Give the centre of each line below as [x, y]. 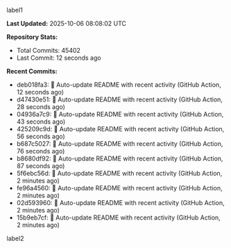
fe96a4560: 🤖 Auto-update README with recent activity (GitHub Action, [119, 188]
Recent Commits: [32, 71]
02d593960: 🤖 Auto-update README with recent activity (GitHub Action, [120, 203]
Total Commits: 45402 [49, 50]
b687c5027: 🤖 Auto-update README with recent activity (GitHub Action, [120, 144]
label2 [15, 238]
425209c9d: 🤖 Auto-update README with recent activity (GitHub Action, [120, 129]
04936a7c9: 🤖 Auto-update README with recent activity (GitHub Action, [120, 114]
